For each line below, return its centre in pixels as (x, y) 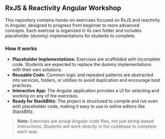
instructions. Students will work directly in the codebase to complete (87, 126)
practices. (22, 85)
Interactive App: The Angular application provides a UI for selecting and (86, 91)
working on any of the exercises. (45, 96)
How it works (21, 48)
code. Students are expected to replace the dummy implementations (82, 65)
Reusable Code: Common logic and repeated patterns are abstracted (83, 75)
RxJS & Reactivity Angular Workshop (63, 8)
